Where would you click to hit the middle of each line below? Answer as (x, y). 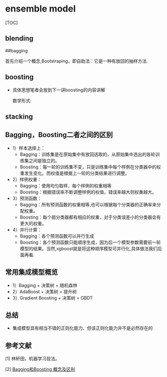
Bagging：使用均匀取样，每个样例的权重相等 (66, 185)
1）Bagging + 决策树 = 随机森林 (45, 285)
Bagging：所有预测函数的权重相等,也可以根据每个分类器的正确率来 (88, 205)
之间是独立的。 (44, 160)
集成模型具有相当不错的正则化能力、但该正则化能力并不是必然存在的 (82, 328)
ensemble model (40, 9)
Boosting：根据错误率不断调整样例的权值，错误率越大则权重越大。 (88, 192)
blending (19, 38)
